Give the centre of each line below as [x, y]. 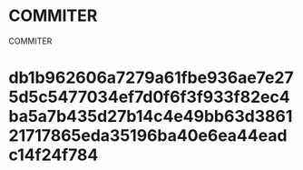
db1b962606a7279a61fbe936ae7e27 [151, 78]
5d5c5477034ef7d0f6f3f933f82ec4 [150, 97]
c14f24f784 [54, 155]
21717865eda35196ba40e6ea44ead [148, 136]
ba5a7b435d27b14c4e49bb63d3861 [151, 117]
